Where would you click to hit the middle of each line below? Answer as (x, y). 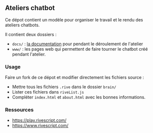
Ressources (19, 110)
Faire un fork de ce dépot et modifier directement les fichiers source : (75, 77)
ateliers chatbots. (22, 25)
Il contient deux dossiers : (31, 34)
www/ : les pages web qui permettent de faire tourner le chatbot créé (80, 49)
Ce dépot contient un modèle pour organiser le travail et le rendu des (74, 19)
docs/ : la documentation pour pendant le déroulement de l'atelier (77, 44)
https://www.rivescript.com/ (40, 126)
